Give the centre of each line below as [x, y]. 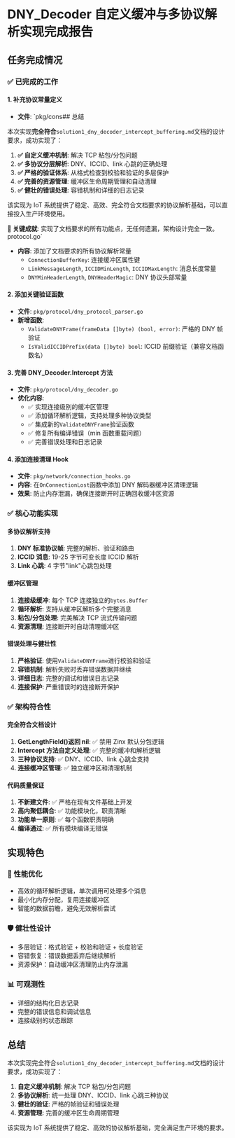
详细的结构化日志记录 [48, 1003]
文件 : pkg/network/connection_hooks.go [74, 476]
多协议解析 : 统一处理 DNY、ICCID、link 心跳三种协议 [93, 1095]
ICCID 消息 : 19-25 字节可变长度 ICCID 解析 [78, 557]
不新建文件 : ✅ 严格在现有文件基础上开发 [75, 802]
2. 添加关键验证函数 [36, 294]
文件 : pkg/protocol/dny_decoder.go [68, 389]
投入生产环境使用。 [41, 214]
